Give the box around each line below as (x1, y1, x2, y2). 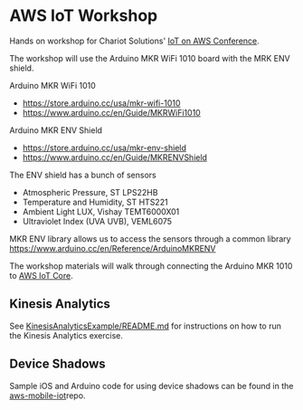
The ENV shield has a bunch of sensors (9, 169, 156, 180)
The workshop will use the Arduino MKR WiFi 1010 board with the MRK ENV (9, 52, 291, 63)
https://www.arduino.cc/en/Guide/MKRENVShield (22, 151, 208, 163)
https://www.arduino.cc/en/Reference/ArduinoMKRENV (9, 243, 216, 253)
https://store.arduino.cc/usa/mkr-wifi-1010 (22, 97, 181, 109)
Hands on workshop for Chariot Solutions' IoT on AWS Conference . (9, 35, 260, 46)
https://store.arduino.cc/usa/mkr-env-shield (22, 142, 187, 153)
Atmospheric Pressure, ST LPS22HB (22, 186, 158, 197)
